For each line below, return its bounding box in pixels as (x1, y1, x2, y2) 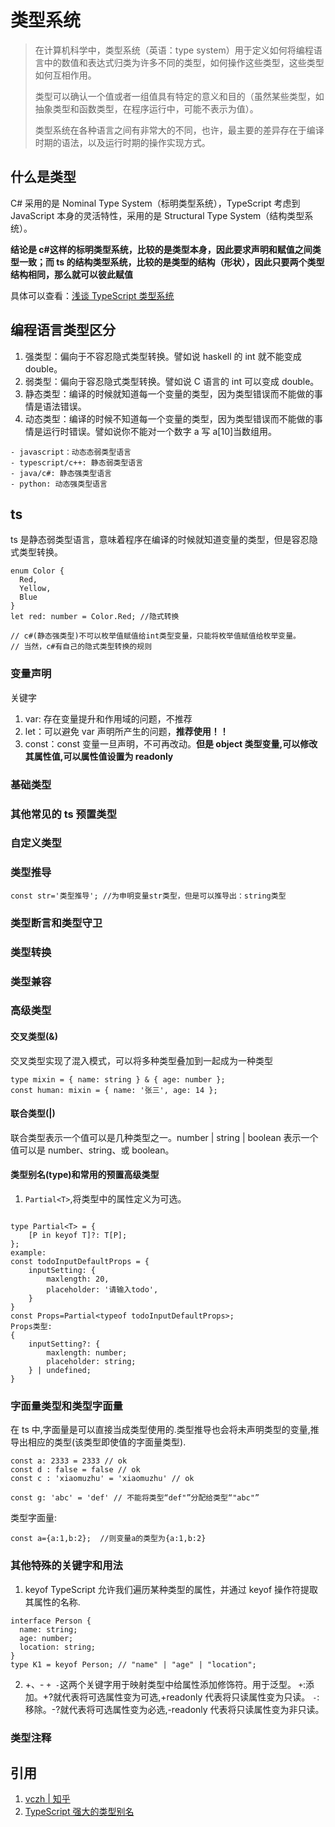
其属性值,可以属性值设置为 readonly (24, 750, 174, 762)
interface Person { (10, 1616, 92, 1626)
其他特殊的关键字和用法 (10, 1559, 123, 1573)
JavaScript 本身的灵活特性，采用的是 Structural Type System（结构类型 (10, 209, 305, 221)
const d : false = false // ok (10, 1465, 141, 1475)
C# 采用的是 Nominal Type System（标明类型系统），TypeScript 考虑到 (10, 197, 301, 209)
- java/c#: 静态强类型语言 (10, 468, 112, 478)
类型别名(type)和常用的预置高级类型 (10, 1169, 160, 1181)
